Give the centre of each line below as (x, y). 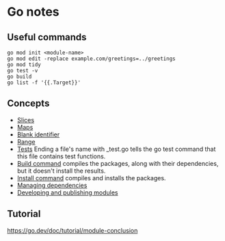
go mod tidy (24, 65)
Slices (26, 119)
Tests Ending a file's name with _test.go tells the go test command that (116, 149)
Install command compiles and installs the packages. (91, 178)
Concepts (28, 103)
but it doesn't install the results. (61, 171)
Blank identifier (38, 134)
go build (19, 76)
